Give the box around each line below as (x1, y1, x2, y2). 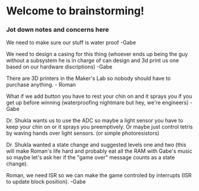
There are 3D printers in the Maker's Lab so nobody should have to (6, 75, 171, 82)
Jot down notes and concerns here (6, 26, 109, 34)
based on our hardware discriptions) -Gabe (6, 63, 113, 70)
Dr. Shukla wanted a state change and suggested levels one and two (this (6, 141, 186, 149)
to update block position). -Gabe (6, 178, 86, 186)
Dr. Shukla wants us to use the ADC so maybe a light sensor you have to (6, 117, 184, 124)
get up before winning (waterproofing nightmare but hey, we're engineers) (6, 99, 189, 106)
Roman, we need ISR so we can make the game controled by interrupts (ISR (6, 172, 192, 179)
